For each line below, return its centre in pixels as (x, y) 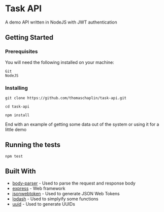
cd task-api (17, 106)
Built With (20, 172)
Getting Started (29, 38)
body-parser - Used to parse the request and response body (74, 183)
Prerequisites (21, 52)
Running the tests (33, 145)
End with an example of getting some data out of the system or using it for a (82, 124)
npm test (14, 156)
